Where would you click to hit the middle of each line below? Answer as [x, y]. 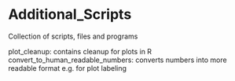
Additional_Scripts [70, 15]
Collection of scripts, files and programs [73, 36]
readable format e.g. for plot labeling [68, 68]
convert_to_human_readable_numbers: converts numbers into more [117, 60]
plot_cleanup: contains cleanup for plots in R [80, 51]
